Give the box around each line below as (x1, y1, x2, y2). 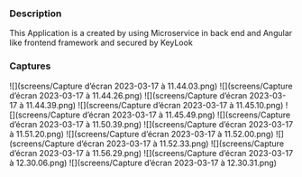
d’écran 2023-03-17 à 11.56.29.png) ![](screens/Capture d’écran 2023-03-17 (9, 147, 294, 158)
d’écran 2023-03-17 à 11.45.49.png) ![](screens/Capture (82, 109, 291, 120)
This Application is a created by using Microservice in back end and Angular (9, 28, 293, 39)
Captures (9, 60, 51, 72)
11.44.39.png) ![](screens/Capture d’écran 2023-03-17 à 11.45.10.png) (25, 99, 284, 110)
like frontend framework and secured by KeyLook (9, 37, 194, 48)
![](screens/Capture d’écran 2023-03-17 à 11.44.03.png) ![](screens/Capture (9, 80, 293, 91)
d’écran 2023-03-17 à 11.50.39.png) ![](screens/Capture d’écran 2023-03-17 (9, 118, 294, 129)
